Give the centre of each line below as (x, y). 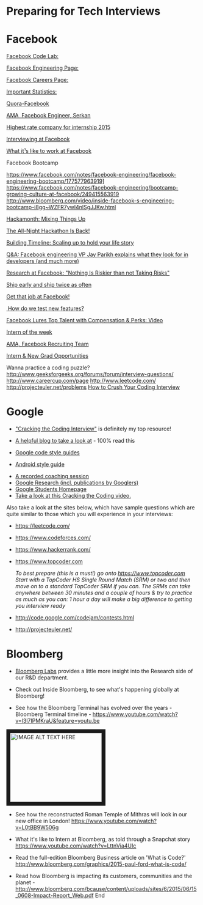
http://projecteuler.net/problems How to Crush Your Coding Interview (93, 387)
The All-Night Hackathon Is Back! (48, 231)
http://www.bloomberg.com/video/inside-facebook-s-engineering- (91, 201)
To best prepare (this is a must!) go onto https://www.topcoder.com (100, 574)
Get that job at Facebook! (38, 297)
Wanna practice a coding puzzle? (48, 368)
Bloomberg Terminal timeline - (53, 714)
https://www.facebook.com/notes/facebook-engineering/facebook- (91, 175)
